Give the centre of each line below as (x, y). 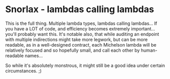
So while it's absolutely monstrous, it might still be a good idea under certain (85, 65)
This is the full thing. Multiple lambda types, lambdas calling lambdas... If (81, 23)
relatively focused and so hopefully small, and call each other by (73, 50)
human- (149, 50)
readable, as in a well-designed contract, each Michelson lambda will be (81, 45)
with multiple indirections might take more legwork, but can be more (77, 39)
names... (34, 55)
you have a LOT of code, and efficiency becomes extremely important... (80, 28)
